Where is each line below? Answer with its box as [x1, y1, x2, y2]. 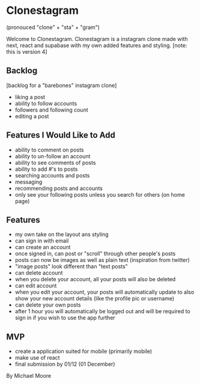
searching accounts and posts [14, 171, 90, 179]
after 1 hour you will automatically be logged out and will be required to [14, 308, 190, 315]
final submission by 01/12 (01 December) [14, 360, 115, 368]
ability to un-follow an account [14, 152, 91, 160]
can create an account [14, 244, 71, 251]
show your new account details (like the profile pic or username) [14, 295, 175, 302]
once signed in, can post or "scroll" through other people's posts [14, 250, 176, 257]
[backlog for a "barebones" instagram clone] [6, 81, 117, 89]
